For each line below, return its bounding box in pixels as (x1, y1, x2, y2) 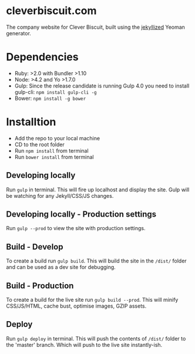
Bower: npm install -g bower (14, 95, 86, 102)
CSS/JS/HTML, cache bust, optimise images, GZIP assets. (6, 302, 147, 309)
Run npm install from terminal (14, 147, 89, 154)
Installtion (6, 116, 56, 129)
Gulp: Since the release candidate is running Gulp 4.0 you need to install (14, 82, 190, 89)
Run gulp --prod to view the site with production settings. (6, 225, 146, 232)
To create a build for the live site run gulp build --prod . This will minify (6, 296, 179, 304)
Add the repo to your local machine (14, 134, 100, 141)
